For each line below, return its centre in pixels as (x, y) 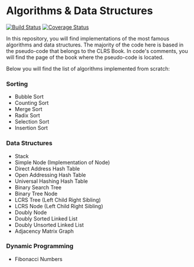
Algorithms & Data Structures (80, 11)
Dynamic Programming (40, 246)
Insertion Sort (31, 128)
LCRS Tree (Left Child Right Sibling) (58, 200)
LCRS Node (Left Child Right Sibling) (59, 206)
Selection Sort (32, 122)
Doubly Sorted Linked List (46, 218)
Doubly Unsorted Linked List (49, 225)
